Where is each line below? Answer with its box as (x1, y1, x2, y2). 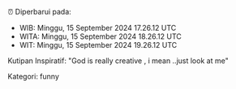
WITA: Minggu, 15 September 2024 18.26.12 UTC (19, 32, 182, 41)
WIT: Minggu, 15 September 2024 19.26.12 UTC (19, 40, 178, 49)
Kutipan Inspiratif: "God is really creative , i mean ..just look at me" (7, 56, 229, 66)
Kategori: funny (7, 72, 60, 81)
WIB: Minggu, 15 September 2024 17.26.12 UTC (19, 23, 177, 32)
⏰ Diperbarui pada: (7, 7, 72, 16)
